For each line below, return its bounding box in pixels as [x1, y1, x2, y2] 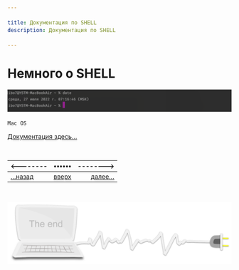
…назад [10, 172, 34, 181]
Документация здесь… [7, 132, 78, 140]
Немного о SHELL [7, 66, 116, 82]
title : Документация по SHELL [7, 19, 97, 26]
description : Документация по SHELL [7, 26, 116, 33]
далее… [90, 172, 115, 181]
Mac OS [7, 120, 27, 127]
